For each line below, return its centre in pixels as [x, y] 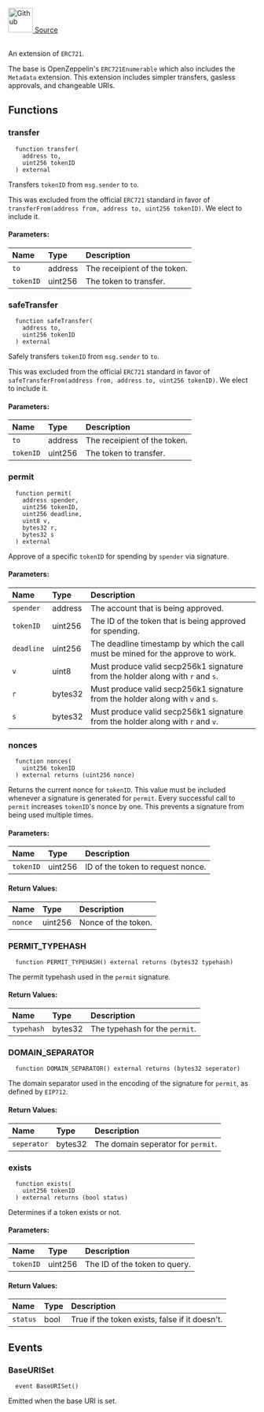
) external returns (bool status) [71, 1198]
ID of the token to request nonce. [146, 867]
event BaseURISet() [47, 1386]
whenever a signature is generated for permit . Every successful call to [122, 798]
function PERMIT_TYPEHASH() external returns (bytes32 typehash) [125, 962]
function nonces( [44, 762]
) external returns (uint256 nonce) [75, 775]
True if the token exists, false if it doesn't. [147, 1320]
